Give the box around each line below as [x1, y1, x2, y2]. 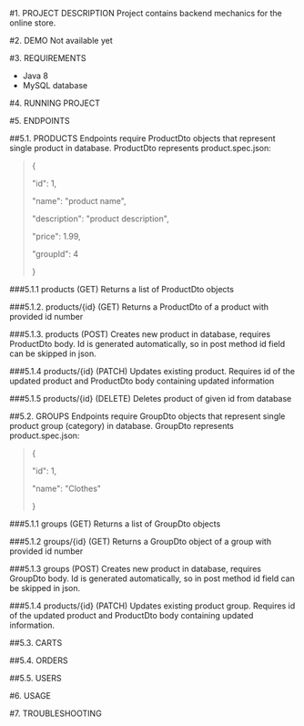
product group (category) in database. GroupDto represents [9, 421, 234, 431]
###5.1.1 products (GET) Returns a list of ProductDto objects [9, 284, 235, 294]
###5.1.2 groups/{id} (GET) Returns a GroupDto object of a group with [9, 537, 271, 547]
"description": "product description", [31, 213, 170, 224]
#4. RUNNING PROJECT [9, 97, 100, 108]
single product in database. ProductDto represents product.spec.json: [9, 143, 271, 153]
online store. [9, 17, 56, 28]
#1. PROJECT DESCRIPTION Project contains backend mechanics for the [9, 8, 282, 18]
